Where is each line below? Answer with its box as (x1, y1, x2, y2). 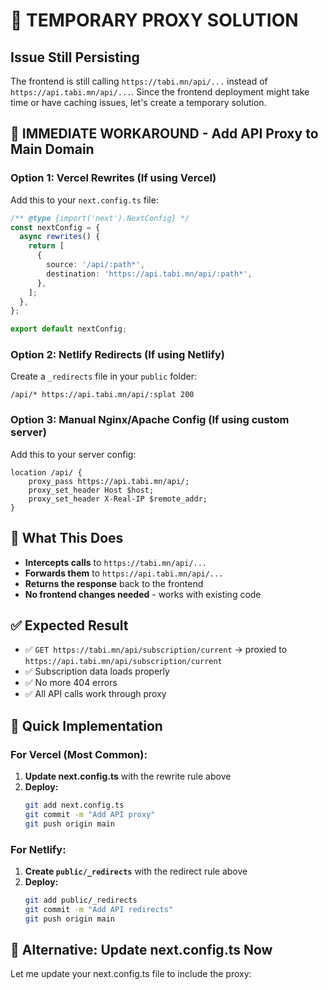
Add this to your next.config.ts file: (10, 194, 159, 206)
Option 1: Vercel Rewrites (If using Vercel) (10, 171, 217, 185)
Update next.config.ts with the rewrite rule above (24, 770, 232, 783)
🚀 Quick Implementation (10, 717, 163, 734)
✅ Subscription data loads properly (24, 665, 170, 678)
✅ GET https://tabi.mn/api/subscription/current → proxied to (24, 644, 288, 656)
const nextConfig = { (10, 222, 101, 233)
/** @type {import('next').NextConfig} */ (10, 213, 190, 223)
